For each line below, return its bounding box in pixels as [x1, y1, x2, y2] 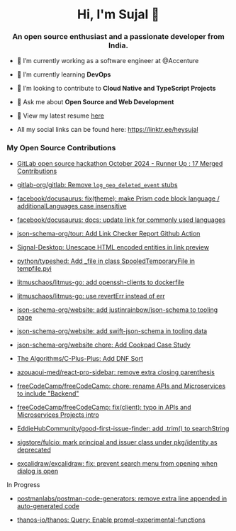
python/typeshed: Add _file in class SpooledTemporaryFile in [16, 257, 196, 265]
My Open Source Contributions [6, 143, 116, 153]
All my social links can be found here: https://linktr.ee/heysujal [16, 125, 199, 134]
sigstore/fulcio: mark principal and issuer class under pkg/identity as [16, 437, 218, 446]
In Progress [6, 480, 40, 488]
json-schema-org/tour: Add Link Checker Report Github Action [16, 229, 201, 237]
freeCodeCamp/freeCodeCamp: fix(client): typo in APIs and [16, 403, 192, 411]
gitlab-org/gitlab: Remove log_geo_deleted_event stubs [16, 180, 178, 189]
